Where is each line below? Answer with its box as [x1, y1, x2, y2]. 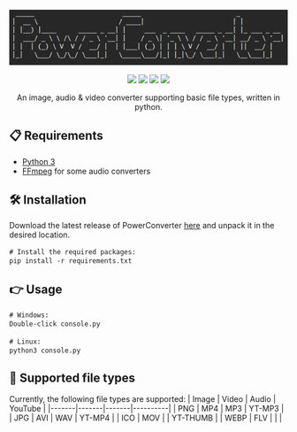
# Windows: [9, 311, 49, 320]
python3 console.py [9, 346, 81, 355]
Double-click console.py [9, 320, 101, 328]
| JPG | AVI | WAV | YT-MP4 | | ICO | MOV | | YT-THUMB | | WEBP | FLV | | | [9, 413, 283, 423]
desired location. [9, 229, 71, 240]
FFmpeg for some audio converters [21, 166, 151, 176]
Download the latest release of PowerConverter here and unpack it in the [9, 220, 275, 231]
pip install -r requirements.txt [9, 257, 133, 266]
